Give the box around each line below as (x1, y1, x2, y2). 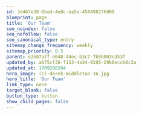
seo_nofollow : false (6, 31, 59, 37)
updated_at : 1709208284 (6, 65, 66, 71)
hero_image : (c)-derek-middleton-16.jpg (6, 71, 110, 77)
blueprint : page (6, 14, 47, 21)
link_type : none (6, 82, 47, 88)
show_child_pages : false (6, 98, 69, 104)
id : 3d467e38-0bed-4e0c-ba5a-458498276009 (6, 8, 115, 15)
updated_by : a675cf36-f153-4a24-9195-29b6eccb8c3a (6, 59, 137, 65)
